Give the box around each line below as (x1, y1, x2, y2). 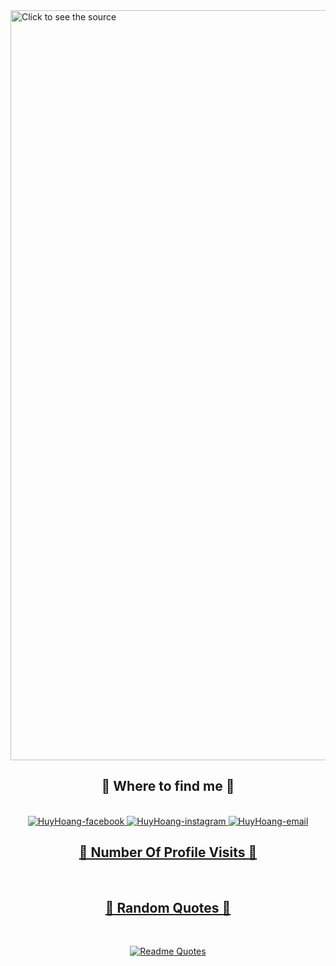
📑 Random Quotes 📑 (104, 900, 232, 917)
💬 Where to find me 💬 (101, 778, 235, 795)
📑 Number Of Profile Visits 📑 (78, 844, 258, 861)
